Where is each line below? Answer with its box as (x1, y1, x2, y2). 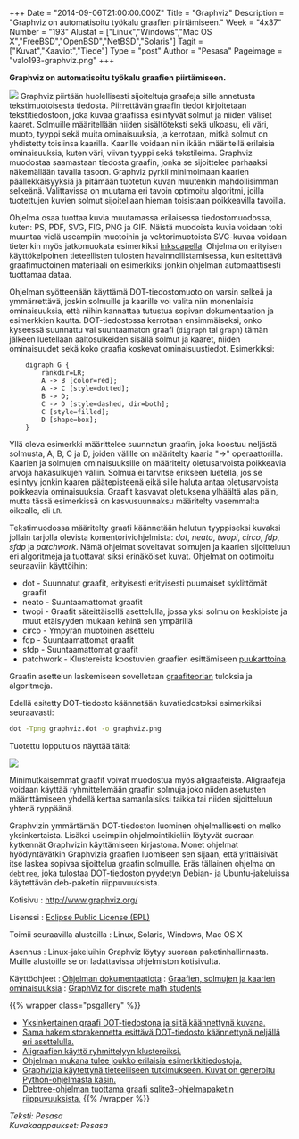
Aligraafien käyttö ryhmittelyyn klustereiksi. (21, 1045, 181, 1056)
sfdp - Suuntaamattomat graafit (21, 644, 138, 654)
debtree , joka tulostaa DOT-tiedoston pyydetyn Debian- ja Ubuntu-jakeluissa (9, 868, 290, 878)
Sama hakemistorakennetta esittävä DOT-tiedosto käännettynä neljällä (21, 1027, 281, 1037)
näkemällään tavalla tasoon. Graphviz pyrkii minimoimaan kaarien (9, 167, 250, 177)
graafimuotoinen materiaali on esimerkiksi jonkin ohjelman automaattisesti (9, 260, 281, 270)
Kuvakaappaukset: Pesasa (9, 1119, 109, 1130)
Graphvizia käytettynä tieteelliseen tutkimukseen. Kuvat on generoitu (21, 1064, 276, 1075)
